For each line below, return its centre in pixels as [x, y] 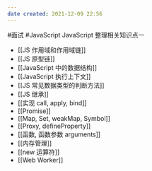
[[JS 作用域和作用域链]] [52, 49]
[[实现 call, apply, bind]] [52, 102]
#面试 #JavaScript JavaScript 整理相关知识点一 [76, 35]
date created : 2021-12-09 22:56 [55, 14]
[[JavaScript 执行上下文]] [54, 76]
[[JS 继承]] [33, 94]
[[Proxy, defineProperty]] [54, 126]
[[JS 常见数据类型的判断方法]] [61, 85]
